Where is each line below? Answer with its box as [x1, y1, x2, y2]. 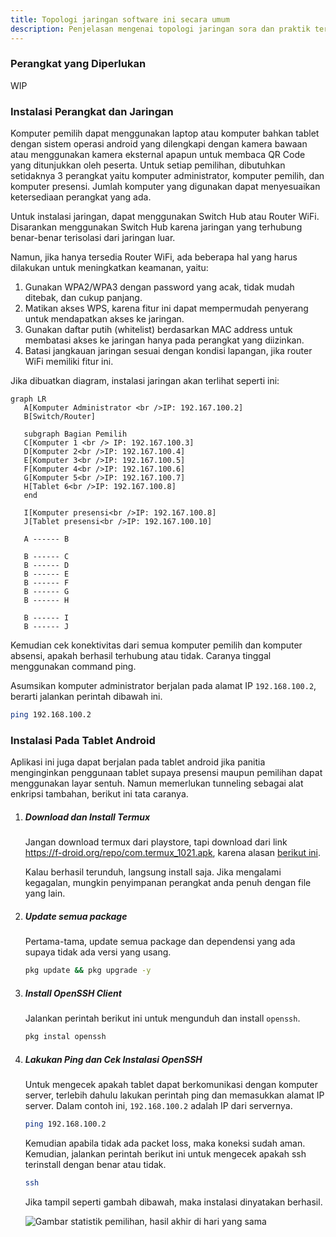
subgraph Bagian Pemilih [23, 429, 128, 440]
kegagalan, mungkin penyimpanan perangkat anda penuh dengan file [24, 877, 312, 889]
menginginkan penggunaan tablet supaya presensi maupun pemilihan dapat [10, 767, 323, 779]
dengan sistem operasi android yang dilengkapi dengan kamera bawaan [10, 138, 308, 150]
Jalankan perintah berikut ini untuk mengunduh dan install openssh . [24, 1012, 301, 1025]
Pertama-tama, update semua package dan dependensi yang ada [24, 936, 296, 948]
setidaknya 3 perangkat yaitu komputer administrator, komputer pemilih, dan [10, 170, 325, 182]
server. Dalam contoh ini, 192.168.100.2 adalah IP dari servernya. [24, 1099, 293, 1111]
